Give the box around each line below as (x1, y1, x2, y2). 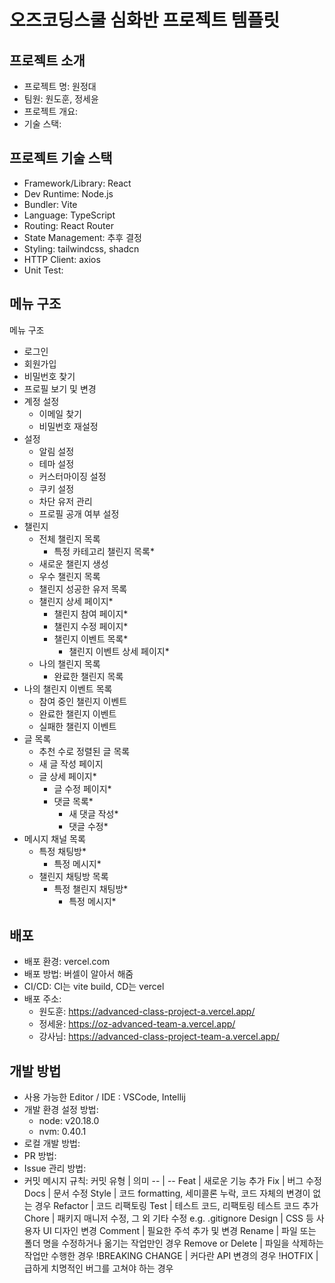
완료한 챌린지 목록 (53, 670, 124, 682)
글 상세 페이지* (38, 770, 97, 782)
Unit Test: (23, 264, 64, 276)
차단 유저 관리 (38, 495, 93, 507)
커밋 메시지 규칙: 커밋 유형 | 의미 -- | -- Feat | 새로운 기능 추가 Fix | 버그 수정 (23, 1175, 322, 1187)
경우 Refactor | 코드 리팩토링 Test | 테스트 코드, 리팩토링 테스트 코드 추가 (34, 1200, 319, 1212)
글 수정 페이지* (53, 782, 112, 795)
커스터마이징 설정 (38, 470, 107, 482)
